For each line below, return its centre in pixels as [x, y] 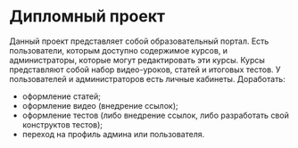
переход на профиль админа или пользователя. [113, 134]
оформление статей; [61, 96]
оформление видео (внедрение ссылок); [100, 105]
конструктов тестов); [62, 124]
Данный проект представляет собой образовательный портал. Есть [139, 41]
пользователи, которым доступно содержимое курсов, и [119, 50]
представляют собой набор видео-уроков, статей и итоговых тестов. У [145, 70]
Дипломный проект [87, 16]
